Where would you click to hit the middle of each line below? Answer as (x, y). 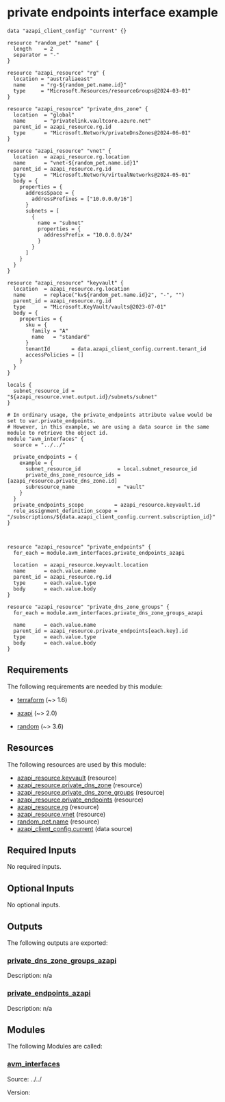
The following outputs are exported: (57, 943)
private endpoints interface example (113, 13)
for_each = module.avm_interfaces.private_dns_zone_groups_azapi (108, 613)
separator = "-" (36, 55)
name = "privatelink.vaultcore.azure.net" (82, 121)
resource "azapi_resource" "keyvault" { (66, 283)
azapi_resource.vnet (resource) (61, 814)
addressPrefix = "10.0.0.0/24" (88, 235)
